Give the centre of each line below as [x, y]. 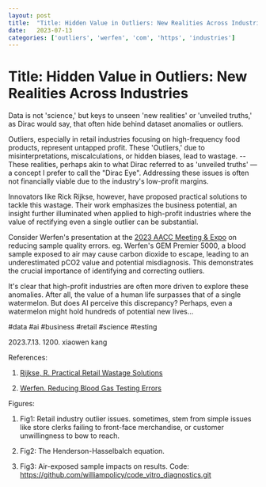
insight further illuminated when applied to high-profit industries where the [130, 214]
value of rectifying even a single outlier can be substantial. [104, 222]
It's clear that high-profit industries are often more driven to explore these [129, 287]
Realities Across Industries [98, 94]
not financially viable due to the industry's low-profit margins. [108, 181]
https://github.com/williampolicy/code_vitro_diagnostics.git [115, 475]
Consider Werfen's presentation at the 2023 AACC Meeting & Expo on [123, 238]
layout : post [30, 15]
